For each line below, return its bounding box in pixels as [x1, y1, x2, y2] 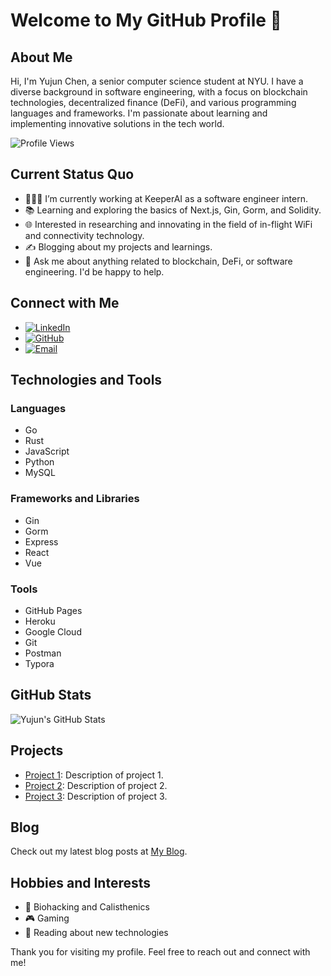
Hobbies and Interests [10, 874, 152, 891]
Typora [24, 657, 55, 669]
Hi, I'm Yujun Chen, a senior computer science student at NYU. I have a [10, 75, 304, 87]
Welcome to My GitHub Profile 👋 [10, 9, 282, 32]
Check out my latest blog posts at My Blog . [10, 845, 188, 858]
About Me [10, 49, 73, 66]
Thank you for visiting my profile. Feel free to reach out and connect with [10, 946, 311, 958]
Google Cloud [24, 625, 82, 638]
